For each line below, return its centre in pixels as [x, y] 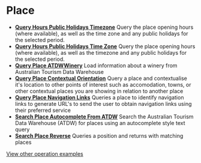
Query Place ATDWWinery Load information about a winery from [96, 65]
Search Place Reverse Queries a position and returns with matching [99, 135]
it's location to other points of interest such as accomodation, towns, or [103, 84]
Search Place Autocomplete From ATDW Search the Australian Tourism [104, 116]
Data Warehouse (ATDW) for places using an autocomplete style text [100, 123]
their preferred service [43, 110]
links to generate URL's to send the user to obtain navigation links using [103, 103]
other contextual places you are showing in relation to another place [99, 91]
